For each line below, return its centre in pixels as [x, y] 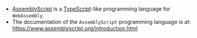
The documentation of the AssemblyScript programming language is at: [101, 22]
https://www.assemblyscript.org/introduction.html [75, 28]
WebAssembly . [28, 15]
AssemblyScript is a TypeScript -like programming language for [91, 9]
